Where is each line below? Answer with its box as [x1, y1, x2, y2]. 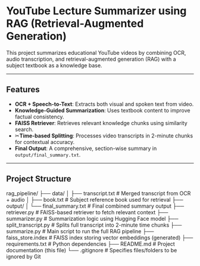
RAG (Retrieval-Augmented [6, 17, 144, 30]
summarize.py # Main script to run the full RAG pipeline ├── [6, 227, 154, 234]
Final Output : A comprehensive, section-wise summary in [14, 145, 157, 152]
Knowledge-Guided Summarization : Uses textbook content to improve [14, 107, 190, 114]
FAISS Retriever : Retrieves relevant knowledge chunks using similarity [14, 119, 187, 126]
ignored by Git [6, 253, 41, 260]
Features [6, 85, 40, 95]
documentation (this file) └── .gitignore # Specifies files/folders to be [6, 246, 177, 254]
